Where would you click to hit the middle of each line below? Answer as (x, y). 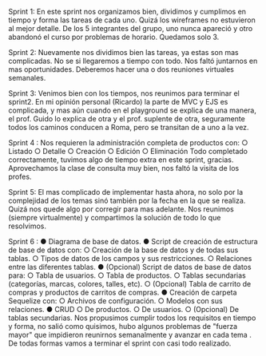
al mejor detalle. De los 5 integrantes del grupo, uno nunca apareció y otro (131, 28)
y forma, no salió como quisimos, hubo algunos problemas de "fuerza (123, 326)
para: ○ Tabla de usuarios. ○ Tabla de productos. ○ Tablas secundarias (127, 275)
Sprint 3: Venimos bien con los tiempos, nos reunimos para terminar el (124, 93)
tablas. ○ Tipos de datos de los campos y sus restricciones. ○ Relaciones (130, 258)
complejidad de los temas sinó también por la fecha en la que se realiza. (127, 200)
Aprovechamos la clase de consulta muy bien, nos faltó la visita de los (124, 168)
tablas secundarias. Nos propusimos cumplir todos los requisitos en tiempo (132, 318)
